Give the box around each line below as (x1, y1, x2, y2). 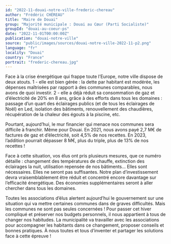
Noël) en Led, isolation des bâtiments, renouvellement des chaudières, (5, 106, 153, 112)
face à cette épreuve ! (5, 233, 51, 239)
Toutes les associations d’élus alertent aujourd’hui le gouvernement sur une (5, 195, 164, 201)
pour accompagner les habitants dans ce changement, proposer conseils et (5, 222, 164, 228)
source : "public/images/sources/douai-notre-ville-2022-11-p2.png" (5, 41, 152, 46)
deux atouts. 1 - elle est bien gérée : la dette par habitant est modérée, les (5, 79, 160, 85)
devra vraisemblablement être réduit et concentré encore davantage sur (5, 174, 157, 181)
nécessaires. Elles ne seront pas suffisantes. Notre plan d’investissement (5, 169, 158, 175)
